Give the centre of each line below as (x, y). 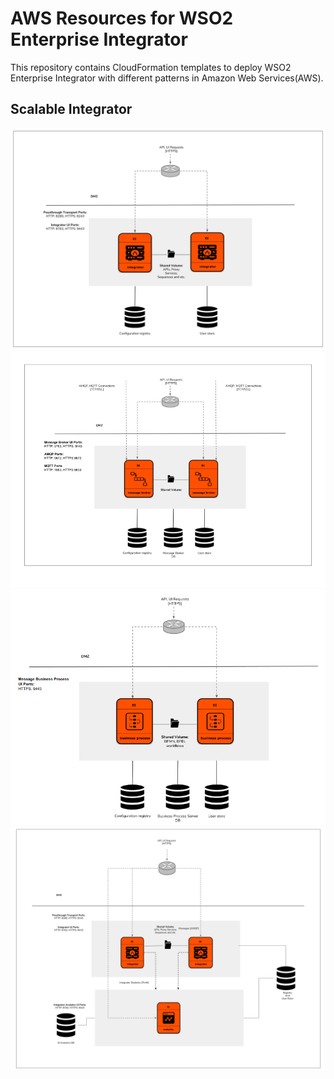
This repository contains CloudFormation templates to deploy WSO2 (151, 67)
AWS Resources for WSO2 (122, 18)
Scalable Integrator (71, 109)
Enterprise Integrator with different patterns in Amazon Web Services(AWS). (167, 78)
